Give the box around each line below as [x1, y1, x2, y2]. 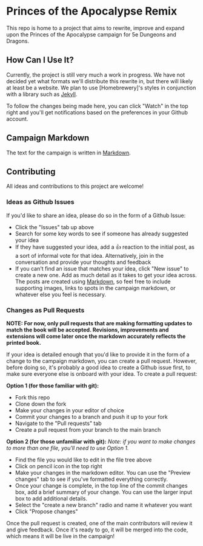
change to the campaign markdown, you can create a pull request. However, [6, 357, 197, 364]
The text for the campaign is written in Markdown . [6, 149, 131, 156]
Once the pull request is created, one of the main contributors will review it [6, 519, 193, 527]
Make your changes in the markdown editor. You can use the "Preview [15, 469, 191, 476]
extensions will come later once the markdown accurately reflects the [6, 333, 186, 340]
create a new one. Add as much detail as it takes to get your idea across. [15, 271, 197, 278]
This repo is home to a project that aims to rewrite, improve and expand [6, 24, 185, 32]
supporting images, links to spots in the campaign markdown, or [15, 284, 176, 291]
